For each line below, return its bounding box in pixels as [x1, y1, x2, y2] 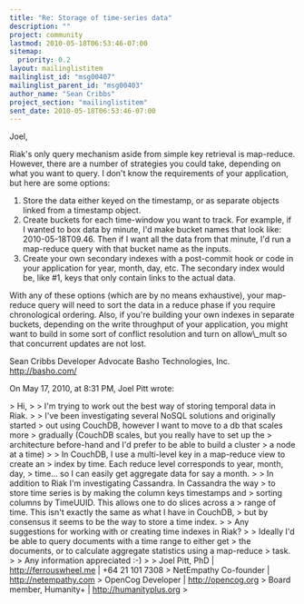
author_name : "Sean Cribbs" [9, 89, 116, 98]
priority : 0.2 [17, 55, 71, 64]
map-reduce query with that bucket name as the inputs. [22, 243, 231, 254]
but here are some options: [9, 178, 111, 189]
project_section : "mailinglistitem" [9, 97, 148, 107]
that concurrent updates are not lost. [9, 338, 147, 350]
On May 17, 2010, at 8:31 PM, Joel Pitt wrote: [9, 383, 175, 394]
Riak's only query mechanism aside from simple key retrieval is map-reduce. [9, 149, 296, 160]
